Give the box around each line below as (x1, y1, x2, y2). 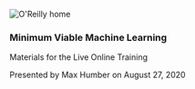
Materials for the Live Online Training (9, 52, 149, 63)
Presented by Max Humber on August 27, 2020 (9, 69, 186, 81)
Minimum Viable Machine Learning (9, 31, 168, 44)
